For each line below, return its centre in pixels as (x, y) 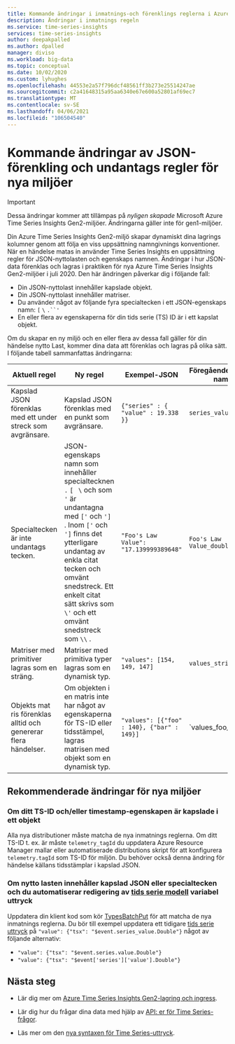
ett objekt (24, 820)
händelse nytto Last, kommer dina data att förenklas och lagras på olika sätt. (117, 345)
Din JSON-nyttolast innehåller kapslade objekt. (85, 287)
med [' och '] (88, 516)
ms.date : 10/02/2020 (37, 72)
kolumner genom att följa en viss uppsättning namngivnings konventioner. (114, 244)
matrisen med (87, 749)
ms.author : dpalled (36, 46)
